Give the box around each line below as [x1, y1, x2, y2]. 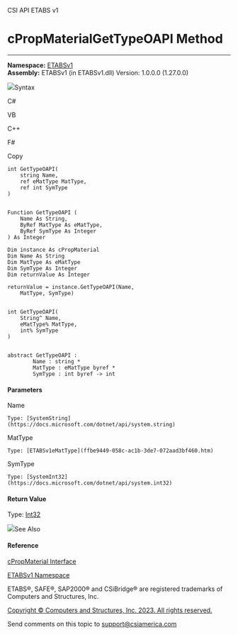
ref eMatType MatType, [20, 177, 87, 185]
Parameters [7, 385, 42, 394]
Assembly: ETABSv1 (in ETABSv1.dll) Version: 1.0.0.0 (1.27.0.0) [7, 68, 189, 77]
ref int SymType [20, 184, 69, 191]
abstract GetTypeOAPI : [7, 351, 78, 359]
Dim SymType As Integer [7, 265, 78, 272]
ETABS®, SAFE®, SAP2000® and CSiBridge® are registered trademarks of [7, 585, 223, 593]
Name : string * [33, 358, 81, 365]
